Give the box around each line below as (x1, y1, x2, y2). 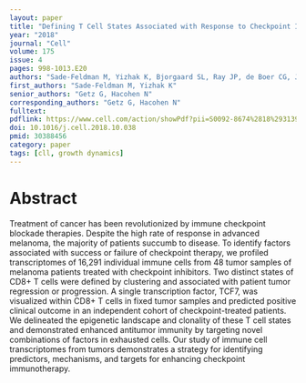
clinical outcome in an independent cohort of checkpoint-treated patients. (9, 305, 287, 316)
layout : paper (9, 13, 64, 23)
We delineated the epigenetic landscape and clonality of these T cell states (9, 315, 291, 326)
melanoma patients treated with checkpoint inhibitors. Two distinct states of (9, 266, 294, 277)
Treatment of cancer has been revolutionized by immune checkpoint (9, 217, 266, 228)
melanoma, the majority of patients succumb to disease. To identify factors (9, 237, 291, 248)
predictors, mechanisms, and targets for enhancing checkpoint (9, 353, 246, 364)
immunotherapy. (9, 363, 71, 374)
